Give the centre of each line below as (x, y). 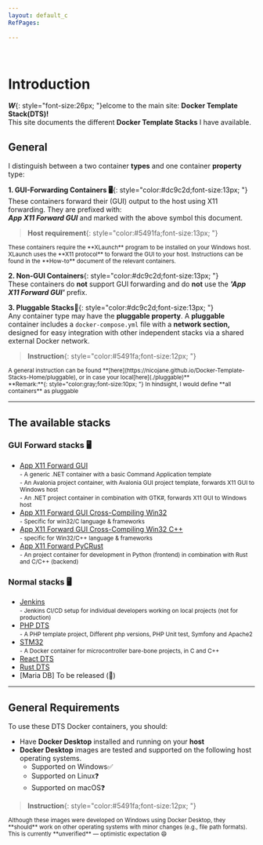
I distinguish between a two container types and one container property (125, 166)
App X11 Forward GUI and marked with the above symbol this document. (126, 218)
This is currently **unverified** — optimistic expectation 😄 (88, 834)
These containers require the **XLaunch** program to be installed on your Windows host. (130, 248)
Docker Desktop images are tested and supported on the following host (135, 749)
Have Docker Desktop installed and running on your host (112, 741)
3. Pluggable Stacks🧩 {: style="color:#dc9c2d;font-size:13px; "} (111, 308)
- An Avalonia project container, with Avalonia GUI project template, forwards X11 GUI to (137, 483)
